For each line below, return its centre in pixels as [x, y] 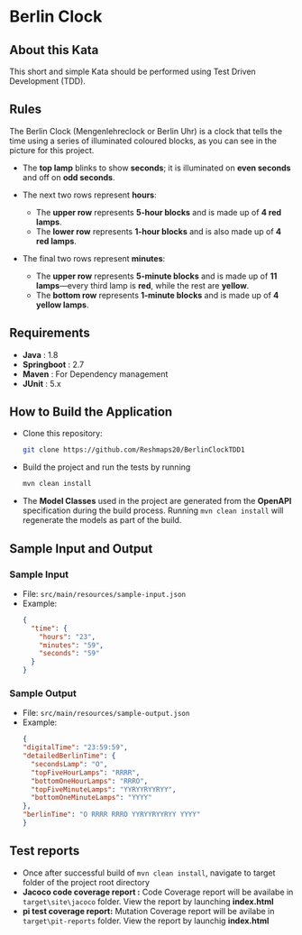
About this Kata [54, 50]
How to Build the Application [91, 412]
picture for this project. [52, 150]
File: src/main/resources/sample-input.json [104, 593]
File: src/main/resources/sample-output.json [106, 713]
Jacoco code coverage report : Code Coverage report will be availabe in [158, 892]
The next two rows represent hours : [89, 195]
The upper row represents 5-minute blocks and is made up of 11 [156, 276]
